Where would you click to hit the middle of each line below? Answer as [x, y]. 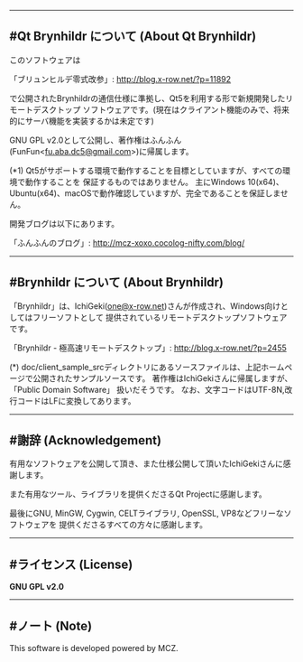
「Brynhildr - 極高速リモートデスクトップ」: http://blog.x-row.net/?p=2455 [148, 348]
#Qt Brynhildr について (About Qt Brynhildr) [133, 37]
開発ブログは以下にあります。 [64, 223]
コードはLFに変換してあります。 [76, 401]
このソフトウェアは [45, 60]
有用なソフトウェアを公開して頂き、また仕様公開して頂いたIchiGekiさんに [147, 464]
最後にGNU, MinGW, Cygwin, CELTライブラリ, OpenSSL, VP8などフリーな [147, 513]
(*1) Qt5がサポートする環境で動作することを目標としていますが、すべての [146, 170]
